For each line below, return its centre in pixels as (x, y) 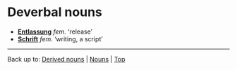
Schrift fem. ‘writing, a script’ (60, 38)
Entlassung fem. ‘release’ (55, 31)
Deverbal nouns (55, 12)
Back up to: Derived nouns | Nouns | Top (66, 59)
